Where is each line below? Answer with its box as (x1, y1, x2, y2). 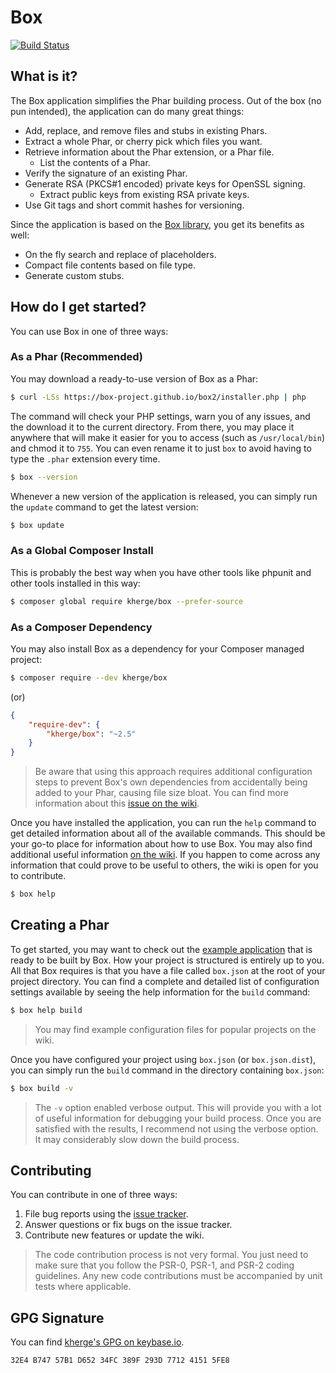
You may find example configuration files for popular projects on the (34, 1023, 317, 1035)
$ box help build (10, 1005, 83, 1015)
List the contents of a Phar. (39, 156, 151, 168)
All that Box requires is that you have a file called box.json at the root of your (10, 964, 326, 976)
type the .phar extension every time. (10, 452, 161, 465)
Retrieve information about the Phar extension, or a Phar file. (24, 146, 275, 158)
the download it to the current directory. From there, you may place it (10, 421, 295, 433)
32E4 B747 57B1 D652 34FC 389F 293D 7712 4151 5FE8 (10, 1356, 230, 1366)
